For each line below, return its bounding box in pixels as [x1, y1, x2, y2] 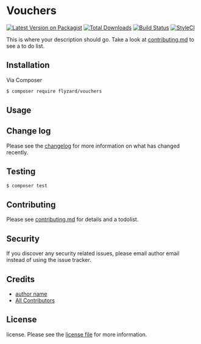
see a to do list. [6, 42, 44, 50]
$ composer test [6, 182, 48, 189]
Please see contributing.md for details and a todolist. [6, 215, 139, 223]
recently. [6, 148, 29, 156]
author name [15, 290, 48, 297]
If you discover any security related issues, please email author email [6, 250, 180, 257]
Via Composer [6, 76, 43, 83]
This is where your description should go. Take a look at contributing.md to [6, 36, 195, 43]
